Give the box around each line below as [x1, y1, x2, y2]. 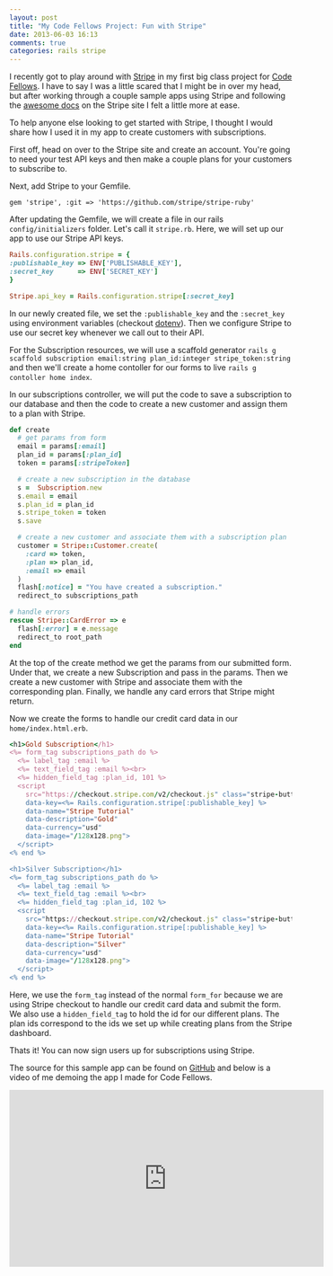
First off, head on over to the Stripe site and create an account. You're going [9, 145, 291, 155]
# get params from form [17, 433, 106, 443]
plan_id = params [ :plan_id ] [17, 450, 123, 459]
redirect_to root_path [17, 633, 102, 642]
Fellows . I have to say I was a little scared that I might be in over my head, [9, 81, 281, 92]
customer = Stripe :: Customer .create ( [17, 541, 159, 550]
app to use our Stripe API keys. [9, 233, 124, 244]
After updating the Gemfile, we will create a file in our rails [9, 214, 224, 225]
